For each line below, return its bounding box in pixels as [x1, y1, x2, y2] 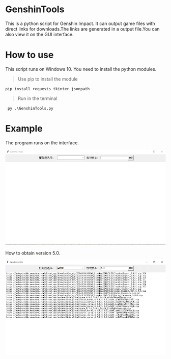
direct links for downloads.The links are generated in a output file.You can [5, 25, 160, 32]
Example [5, 123, 43, 135]
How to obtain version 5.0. [5, 250, 61, 256]
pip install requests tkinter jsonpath [5, 86, 90, 91]
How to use [5, 49, 54, 61]
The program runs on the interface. [5, 139, 79, 146]
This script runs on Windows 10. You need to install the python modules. [5, 66, 157, 72]
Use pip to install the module [17, 75, 78, 82]
